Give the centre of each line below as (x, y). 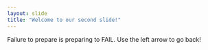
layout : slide (27, 13)
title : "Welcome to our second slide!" (64, 20)
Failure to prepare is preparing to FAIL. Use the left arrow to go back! (104, 39)
